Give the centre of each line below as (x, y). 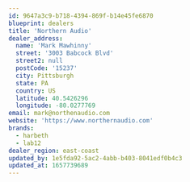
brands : (21, 128)
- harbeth (32, 135)
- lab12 (29, 143)
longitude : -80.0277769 (55, 105)
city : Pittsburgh (45, 76)
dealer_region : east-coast (54, 151)
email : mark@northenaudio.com (59, 114)
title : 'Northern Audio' (50, 31)
